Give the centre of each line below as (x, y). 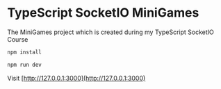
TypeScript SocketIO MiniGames (103, 13)
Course (18, 39)
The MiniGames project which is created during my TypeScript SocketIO (110, 32)
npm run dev (24, 65)
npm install (24, 52)
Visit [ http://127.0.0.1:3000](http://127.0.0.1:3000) (76, 78)
